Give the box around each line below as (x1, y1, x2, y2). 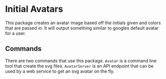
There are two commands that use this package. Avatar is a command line (5, 58, 157, 64)
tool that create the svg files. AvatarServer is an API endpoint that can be (5, 63, 154, 69)
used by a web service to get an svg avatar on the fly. (5, 68, 115, 74)
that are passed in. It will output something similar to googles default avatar (5, 25, 159, 31)
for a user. (5, 30, 26, 36)
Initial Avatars (5, 3, 63, 15)
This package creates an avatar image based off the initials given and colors (5, 20, 161, 26)
